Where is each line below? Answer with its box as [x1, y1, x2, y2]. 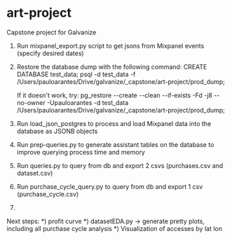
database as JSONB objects [16, 127, 98, 135]
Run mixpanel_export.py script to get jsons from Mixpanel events [16, 41, 205, 50]
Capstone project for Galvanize [6, 28, 97, 36]
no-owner [16, 98, 46, 106]
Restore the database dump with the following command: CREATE [16, 62, 207, 71]
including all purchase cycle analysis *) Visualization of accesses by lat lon [6, 224, 222, 232]
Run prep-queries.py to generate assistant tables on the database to [16, 140, 214, 148]
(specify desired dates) [16, 49, 85, 57]
